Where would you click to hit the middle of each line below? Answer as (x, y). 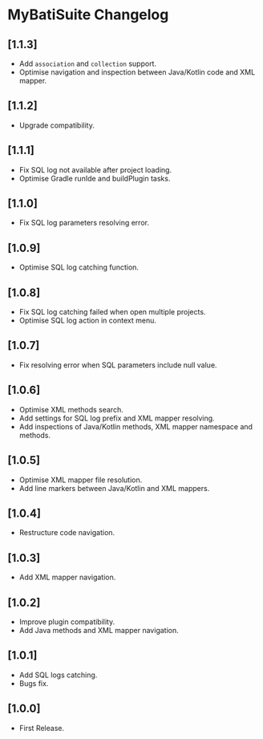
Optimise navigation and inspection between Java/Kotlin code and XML (137, 72)
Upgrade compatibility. (57, 125)
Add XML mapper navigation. (67, 577)
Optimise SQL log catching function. (79, 267)
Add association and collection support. (88, 63)
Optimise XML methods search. (71, 409)
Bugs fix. (34, 683)
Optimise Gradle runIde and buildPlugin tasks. (95, 178)
